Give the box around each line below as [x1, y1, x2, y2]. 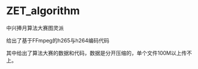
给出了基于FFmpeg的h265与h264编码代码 [6, 37, 110, 44]
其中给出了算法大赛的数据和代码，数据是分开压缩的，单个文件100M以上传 [6, 49, 187, 57]
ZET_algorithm [6, 4, 81, 18]
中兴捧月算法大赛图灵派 [6, 24, 64, 31]
